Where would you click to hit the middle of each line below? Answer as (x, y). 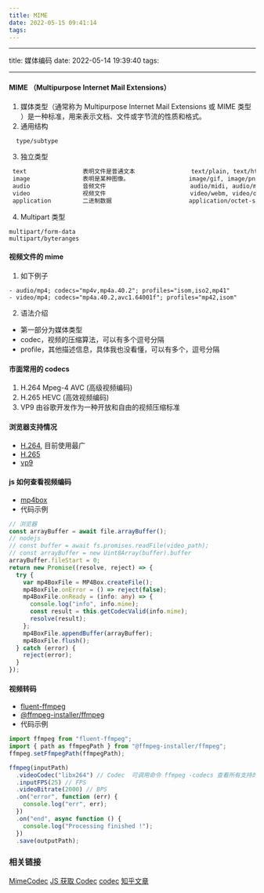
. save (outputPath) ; (48, 840)
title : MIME (28, 15)
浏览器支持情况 (33, 426)
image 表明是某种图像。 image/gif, (118, 179)
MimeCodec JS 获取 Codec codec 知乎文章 (79, 880)
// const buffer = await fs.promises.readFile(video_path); (109, 546)
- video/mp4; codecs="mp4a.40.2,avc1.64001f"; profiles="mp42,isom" (123, 298)
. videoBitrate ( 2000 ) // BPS (62, 789)
